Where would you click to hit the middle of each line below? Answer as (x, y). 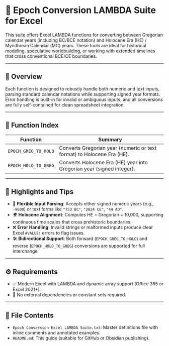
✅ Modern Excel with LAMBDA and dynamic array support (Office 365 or (88, 284)
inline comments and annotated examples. (56, 333)
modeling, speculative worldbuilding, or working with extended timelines (80, 51)
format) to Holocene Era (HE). (94, 154)
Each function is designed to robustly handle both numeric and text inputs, (82, 89)
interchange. (26, 251)
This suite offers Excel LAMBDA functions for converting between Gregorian (84, 35)
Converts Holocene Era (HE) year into (104, 162)
